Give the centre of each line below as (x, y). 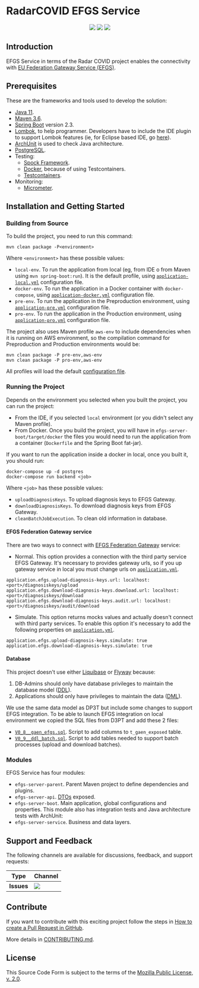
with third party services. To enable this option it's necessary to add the (103, 623)
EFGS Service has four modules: (46, 773)
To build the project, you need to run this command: (70, 236)
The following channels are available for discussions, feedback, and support (99, 855)
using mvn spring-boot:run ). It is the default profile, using (85, 276)
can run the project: (30, 406)
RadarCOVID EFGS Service (73, 11)
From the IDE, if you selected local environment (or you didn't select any (104, 418)
